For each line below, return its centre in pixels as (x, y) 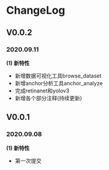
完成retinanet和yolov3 (42, 91)
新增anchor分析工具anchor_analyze (59, 83)
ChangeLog (36, 10)
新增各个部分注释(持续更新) (49, 98)
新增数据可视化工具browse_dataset (58, 76)
